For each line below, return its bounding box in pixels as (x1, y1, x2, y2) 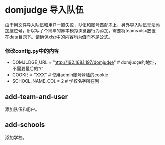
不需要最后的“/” (12, 66, 43, 72)
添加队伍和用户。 (5, 106, 40, 112)
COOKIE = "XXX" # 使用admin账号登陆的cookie (12, 72, 108, 78)
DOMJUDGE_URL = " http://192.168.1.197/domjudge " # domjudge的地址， (12, 59, 159, 65)
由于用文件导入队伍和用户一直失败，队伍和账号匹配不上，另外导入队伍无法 (5, 22, 156, 28)
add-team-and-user (5, 92, 68, 101)
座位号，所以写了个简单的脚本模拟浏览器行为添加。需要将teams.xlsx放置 (9, 28, 156, 33)
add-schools (5, 121, 45, 129)
